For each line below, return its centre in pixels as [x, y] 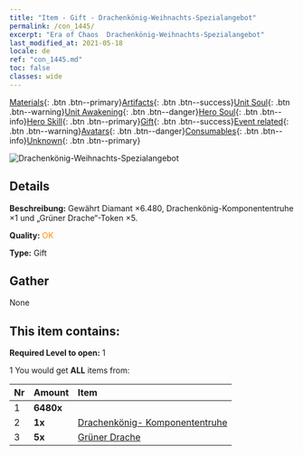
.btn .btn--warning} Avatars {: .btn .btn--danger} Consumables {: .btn [134, 131]
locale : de [30, 51]
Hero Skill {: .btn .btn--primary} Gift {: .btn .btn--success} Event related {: [158, 121]
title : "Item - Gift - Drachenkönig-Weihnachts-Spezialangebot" [133, 18]
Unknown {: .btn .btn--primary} [84, 140]
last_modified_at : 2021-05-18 [66, 43]
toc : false [30, 69]
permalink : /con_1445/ [52, 26]
